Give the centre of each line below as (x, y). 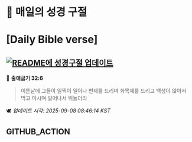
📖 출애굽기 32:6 (25, 78)
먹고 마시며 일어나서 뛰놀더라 (54, 98)
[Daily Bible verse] (52, 40)
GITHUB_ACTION (38, 132)
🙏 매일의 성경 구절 (47, 12)
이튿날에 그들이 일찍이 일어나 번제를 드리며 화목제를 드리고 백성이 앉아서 (103, 91)
